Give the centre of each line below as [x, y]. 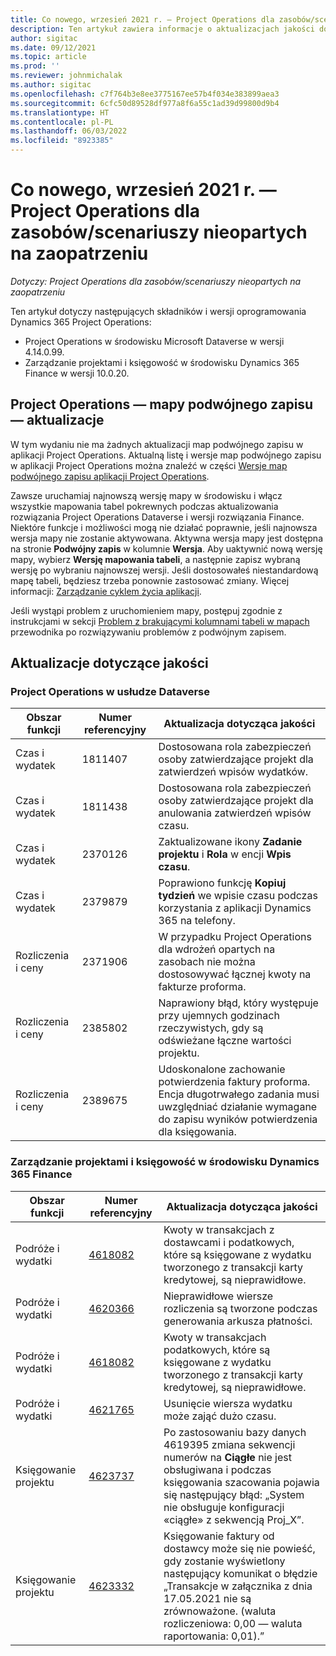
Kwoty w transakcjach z [219, 1229]
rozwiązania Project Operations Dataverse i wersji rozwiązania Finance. [157, 517]
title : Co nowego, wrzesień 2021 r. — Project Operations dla [142, 19]
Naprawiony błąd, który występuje [238, 1003]
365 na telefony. [197, 921]
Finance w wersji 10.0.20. [77, 373]
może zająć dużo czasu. [220, 1416]
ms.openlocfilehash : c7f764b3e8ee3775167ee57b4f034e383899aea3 [145, 94]
